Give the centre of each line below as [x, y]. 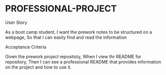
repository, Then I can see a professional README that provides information [83, 62]
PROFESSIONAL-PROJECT [61, 9]
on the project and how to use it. [38, 67]
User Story [16, 22]
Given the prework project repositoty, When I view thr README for [73, 56]
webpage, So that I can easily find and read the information [66, 37]
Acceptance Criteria [26, 47]
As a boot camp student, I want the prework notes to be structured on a [79, 32]
